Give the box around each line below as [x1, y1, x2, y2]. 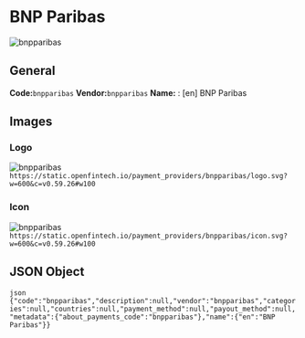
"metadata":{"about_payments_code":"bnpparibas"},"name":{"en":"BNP [9, 312, 276, 322]
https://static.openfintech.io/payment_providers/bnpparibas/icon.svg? [9, 231, 288, 240]
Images [9, 114, 53, 130]
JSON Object [9, 264, 85, 280]
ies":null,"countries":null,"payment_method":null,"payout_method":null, [9, 304, 297, 313]
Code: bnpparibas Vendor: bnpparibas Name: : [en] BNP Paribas [9, 87, 247, 98]
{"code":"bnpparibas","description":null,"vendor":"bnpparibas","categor [9, 296, 297, 305]
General [9, 63, 57, 79]
